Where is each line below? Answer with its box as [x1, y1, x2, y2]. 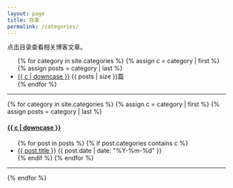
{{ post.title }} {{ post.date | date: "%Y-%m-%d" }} [17, 146, 162, 155]
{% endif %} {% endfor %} [17, 153, 94, 162]
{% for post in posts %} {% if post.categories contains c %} [17, 139, 189, 147]
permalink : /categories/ [7, 23, 79, 30]
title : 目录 [7, 17, 40, 24]
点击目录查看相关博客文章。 [7, 43, 87, 51]
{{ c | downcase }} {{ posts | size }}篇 [17, 72, 124, 80]
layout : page [7, 10, 45, 17]
